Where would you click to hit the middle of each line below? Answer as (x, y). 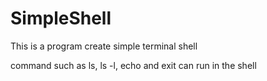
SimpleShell (61, 18)
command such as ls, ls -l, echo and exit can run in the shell (133, 65)
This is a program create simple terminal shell (104, 46)
